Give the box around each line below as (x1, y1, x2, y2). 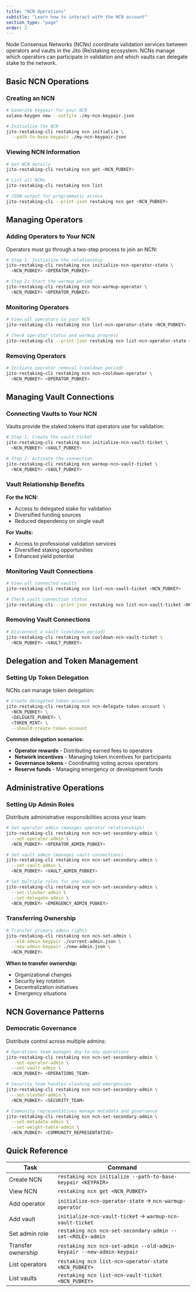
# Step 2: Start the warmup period (6, 278, 93, 284)
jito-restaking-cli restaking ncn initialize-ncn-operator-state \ (6, 263, 174, 268)
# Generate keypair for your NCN (6, 107, 87, 113)
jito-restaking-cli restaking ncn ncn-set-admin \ (6, 933, 132, 939)
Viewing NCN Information (6, 148, 80, 156)
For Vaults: (6, 529, 33, 536)
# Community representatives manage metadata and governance (6, 1108, 158, 1114)
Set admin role (9, 1229, 49, 1238)
